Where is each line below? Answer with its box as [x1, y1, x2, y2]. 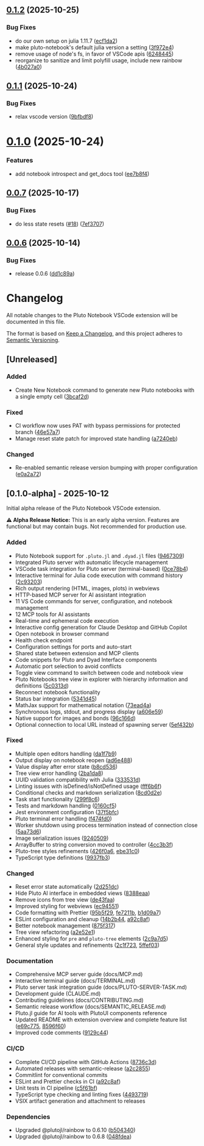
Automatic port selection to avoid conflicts [15, 663, 122, 670]
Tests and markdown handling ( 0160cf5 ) [15, 802, 117, 809]
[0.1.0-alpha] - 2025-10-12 [6, 488, 109, 499]
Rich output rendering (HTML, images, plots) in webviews [15, 584, 160, 592]
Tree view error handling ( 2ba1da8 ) [15, 770, 104, 777]
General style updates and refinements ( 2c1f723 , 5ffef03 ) [15, 941, 160, 949]
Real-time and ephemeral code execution [15, 617, 119, 624]
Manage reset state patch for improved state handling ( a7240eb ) [15, 435, 178, 443]
